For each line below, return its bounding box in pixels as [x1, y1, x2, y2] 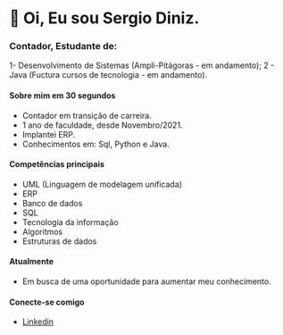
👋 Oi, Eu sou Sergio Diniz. [9, 8, 200, 29]
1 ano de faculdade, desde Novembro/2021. [21, 120, 183, 130]
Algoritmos [21, 226, 63, 237]
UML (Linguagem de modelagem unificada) [21, 179, 183, 189]
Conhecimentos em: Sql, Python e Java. [21, 138, 170, 149]
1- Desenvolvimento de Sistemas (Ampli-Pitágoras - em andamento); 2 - [9, 60, 275, 71]
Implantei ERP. [21, 129, 76, 139]
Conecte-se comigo [9, 297, 85, 307]
